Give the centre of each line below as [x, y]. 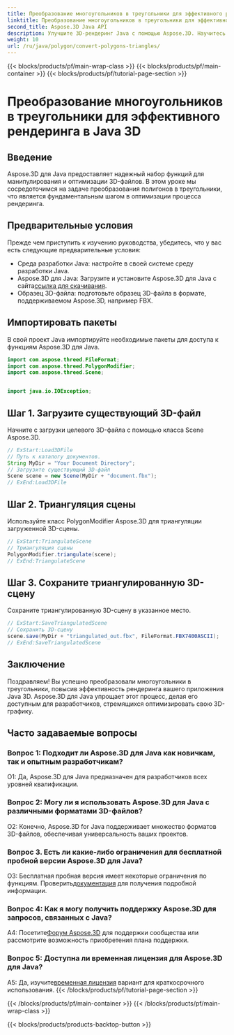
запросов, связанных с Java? [60, 918]
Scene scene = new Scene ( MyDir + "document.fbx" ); [82, 476]
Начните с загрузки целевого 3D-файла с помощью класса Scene [106, 430]
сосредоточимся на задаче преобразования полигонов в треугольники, [115, 189]
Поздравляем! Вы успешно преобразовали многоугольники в [99, 681]
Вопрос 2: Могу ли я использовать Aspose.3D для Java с [109, 802]
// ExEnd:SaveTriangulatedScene [54, 643]
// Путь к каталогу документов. [54, 456]
